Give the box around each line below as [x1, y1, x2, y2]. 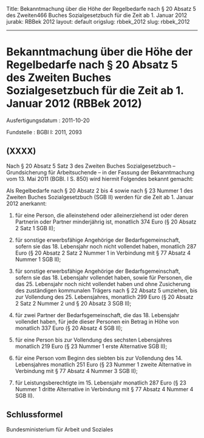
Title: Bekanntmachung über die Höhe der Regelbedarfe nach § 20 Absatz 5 [6, 5, 196, 12]
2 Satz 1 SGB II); [15, 224, 56, 231]
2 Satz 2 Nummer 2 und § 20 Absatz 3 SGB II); [15, 299, 132, 307]
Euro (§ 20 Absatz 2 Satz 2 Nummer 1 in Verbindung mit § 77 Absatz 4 [15, 249, 191, 256]
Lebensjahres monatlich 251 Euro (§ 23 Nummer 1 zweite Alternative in [15, 361, 192, 368]
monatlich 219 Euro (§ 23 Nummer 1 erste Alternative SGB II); [15, 343, 168, 350]
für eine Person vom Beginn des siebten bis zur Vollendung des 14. [15, 354, 183, 361]
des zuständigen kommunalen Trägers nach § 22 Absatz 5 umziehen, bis [15, 287, 198, 294]
